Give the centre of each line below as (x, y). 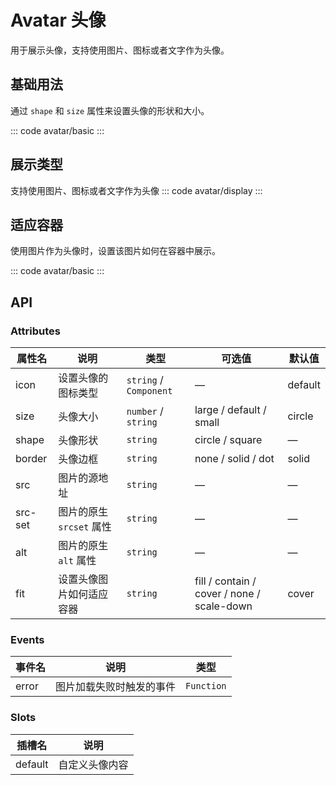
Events (27, 639)
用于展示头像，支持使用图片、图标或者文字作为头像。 (120, 50)
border (31, 459)
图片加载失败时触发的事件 (116, 687)
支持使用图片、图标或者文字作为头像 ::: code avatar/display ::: (136, 190)
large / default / (230, 410)
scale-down (223, 606)
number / (145, 411)
